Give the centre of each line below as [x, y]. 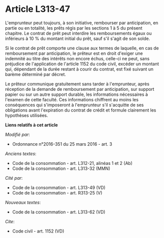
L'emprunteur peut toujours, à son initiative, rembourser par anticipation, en [82, 23]
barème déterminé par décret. [36, 74]
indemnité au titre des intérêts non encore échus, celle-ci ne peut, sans [77, 58]
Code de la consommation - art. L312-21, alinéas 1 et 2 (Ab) [72, 163]
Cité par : [14, 178]
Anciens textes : [21, 154]
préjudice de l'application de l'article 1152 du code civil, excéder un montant [82, 64]
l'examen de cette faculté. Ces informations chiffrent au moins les [72, 99]
